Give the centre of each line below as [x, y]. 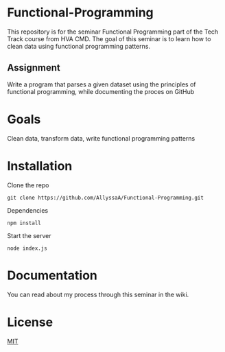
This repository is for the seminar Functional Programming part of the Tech [113, 32]
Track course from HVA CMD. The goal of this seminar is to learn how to [109, 38]
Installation [40, 166]
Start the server [29, 235]
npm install [24, 223]
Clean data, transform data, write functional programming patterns [101, 138]
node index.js [27, 248]
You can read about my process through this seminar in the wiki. [98, 294]
